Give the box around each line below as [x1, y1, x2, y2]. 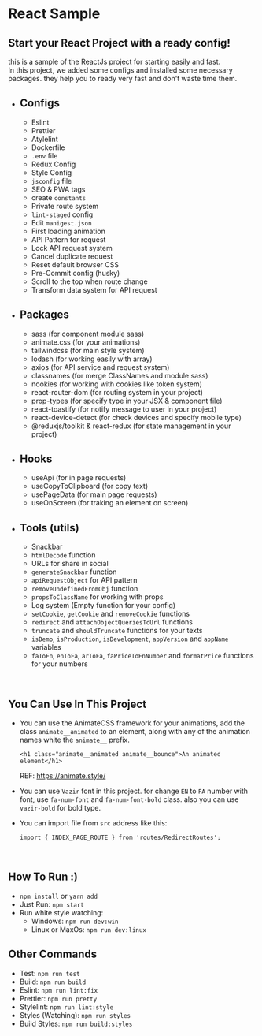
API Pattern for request [31, 234, 106, 244]
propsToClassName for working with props [31, 592, 164, 602]
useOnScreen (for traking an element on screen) [31, 498, 189, 508]
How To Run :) [8, 870, 79, 884]
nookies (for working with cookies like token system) [31, 379, 203, 389]
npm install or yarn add [19, 891, 98, 900]
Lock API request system [31, 243, 113, 252]
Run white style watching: [19, 907, 104, 917]
